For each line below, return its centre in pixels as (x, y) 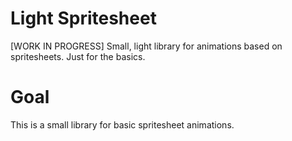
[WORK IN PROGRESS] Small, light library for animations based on (146, 46)
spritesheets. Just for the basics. (78, 56)
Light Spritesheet (83, 18)
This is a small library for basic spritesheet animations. (122, 124)
